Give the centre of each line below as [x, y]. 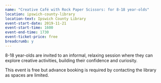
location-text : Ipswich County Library [46, 19]
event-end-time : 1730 [27, 32]
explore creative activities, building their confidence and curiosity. [71, 60]
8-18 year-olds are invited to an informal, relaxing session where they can [79, 55]
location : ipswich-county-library [40, 14]
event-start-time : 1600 [29, 28]
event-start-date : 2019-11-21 [36, 23]
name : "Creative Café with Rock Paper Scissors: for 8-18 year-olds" [77, 10]
